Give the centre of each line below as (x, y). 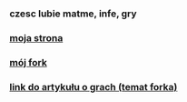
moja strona (36, 37)
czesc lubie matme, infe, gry (74, 14)
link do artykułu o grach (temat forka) (93, 87)
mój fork (28, 62)
